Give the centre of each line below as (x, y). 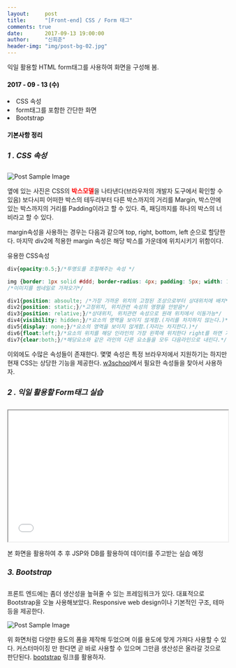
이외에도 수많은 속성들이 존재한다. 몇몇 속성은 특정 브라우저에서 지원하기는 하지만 (117, 354)
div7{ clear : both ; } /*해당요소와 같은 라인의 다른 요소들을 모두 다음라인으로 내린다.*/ (117, 340)
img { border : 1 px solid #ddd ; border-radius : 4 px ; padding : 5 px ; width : (115, 281)
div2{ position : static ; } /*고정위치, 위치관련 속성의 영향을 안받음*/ (98, 307)
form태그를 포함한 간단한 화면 (57, 110)
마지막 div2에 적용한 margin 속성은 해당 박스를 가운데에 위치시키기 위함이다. (120, 241)
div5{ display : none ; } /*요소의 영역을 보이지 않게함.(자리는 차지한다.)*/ (103, 327)
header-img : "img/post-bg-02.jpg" (58, 46)
